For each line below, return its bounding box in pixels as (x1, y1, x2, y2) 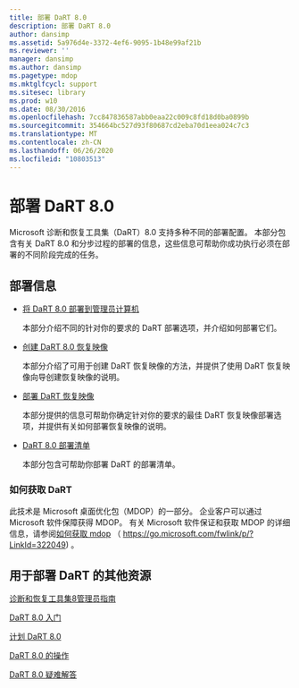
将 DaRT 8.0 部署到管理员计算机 (21, 303, 140, 314)
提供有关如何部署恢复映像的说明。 (46, 421, 171, 432)
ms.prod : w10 (9, 96, 58, 106)
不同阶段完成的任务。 (24, 250, 104, 260)
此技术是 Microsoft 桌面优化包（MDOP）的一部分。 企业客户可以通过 (9, 505, 262, 516)
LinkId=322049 (9, 539, 67, 550)
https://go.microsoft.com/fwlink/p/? (122, 528, 254, 539)
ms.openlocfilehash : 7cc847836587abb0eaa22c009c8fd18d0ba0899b (9, 113, 250, 122)
